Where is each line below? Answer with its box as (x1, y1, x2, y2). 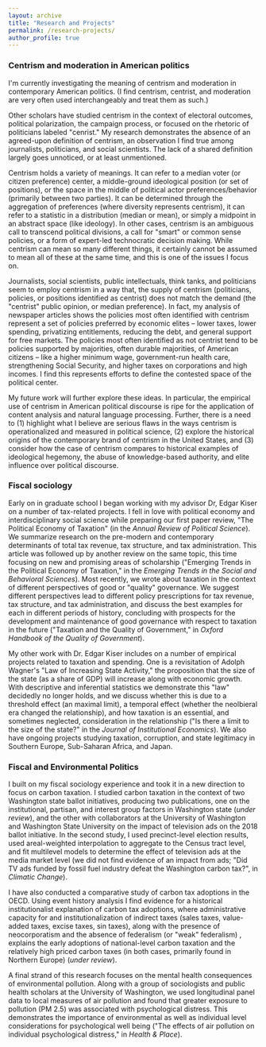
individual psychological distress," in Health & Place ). (8, 1030, 183, 1039)
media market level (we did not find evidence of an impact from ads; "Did (8, 856, 248, 865)
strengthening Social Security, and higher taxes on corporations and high (8, 361, 248, 370)
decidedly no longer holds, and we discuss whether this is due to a (8, 690, 227, 700)
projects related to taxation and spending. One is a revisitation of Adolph (8, 657, 245, 666)
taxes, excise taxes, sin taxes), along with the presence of (30, 921, 221, 931)
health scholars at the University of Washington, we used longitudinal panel (8, 987, 256, 997)
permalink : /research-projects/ (8, 26, 115, 34)
